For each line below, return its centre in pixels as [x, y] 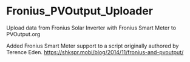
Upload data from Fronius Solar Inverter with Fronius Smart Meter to [91, 28]
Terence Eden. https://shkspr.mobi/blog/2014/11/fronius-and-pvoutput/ [95, 52]
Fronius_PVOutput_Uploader [80, 11]
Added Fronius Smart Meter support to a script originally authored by [93, 46]
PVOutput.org [23, 34]
